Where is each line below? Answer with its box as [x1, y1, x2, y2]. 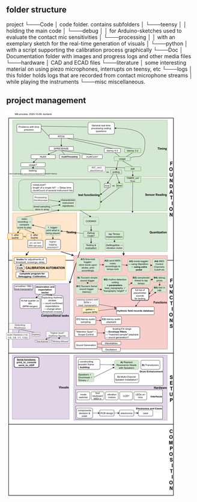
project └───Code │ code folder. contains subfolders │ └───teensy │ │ [6, 20, 187, 28]
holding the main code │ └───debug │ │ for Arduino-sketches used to [6, 27, 182, 34]
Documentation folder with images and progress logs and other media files [6, 52, 192, 59]
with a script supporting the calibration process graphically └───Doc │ [6, 46, 183, 53]
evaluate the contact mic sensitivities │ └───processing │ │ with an [6, 33, 175, 41]
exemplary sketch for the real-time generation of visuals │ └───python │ [6, 40, 188, 47]
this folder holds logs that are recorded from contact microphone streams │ [6, 71, 193, 79]
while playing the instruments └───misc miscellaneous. [6, 78, 145, 85]
